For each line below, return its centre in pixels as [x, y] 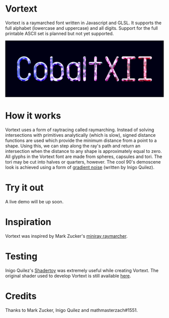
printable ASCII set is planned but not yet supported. [60, 33]
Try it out [24, 188]
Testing [21, 257]
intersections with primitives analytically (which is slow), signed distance [80, 135]
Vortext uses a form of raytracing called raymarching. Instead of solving [80, 130]
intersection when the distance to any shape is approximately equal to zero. [83, 151]
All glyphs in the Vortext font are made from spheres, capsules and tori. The [84, 156]
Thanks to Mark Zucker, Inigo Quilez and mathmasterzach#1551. [72, 310]
